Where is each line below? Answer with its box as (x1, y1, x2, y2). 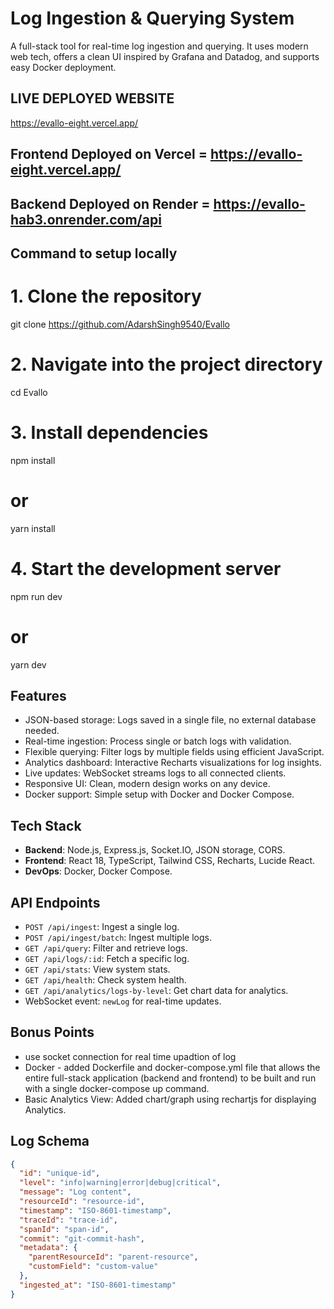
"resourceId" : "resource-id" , (19, 1197, 145, 1207)
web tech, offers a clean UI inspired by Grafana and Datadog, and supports (10, 50, 320, 62)
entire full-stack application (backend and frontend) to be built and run (24, 1072, 317, 1084)
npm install (10, 454, 56, 466)
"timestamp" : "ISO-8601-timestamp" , (19, 1205, 172, 1216)
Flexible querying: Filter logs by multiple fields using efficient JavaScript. (24, 746, 325, 758)
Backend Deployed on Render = (10, 195, 211, 212)
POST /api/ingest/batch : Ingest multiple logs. (24, 931, 212, 943)
